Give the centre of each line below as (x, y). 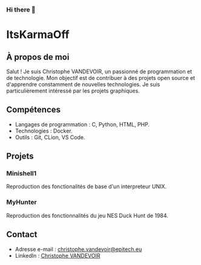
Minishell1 (21, 174)
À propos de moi (38, 57)
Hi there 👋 (21, 10)
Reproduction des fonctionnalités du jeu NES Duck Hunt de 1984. (87, 215)
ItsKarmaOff (38, 35)
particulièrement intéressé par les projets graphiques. (73, 91)
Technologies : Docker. (44, 131)
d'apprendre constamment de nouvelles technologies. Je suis (83, 84)
